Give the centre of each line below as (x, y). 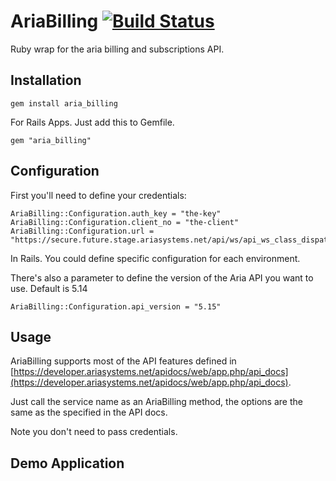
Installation (46, 80)
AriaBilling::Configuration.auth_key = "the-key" (116, 213)
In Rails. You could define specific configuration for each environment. (155, 258)
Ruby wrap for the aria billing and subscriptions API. (117, 49)
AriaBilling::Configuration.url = (82, 231)
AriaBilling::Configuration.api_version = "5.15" (116, 306)
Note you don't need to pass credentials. (94, 432)
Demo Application (67, 463)
